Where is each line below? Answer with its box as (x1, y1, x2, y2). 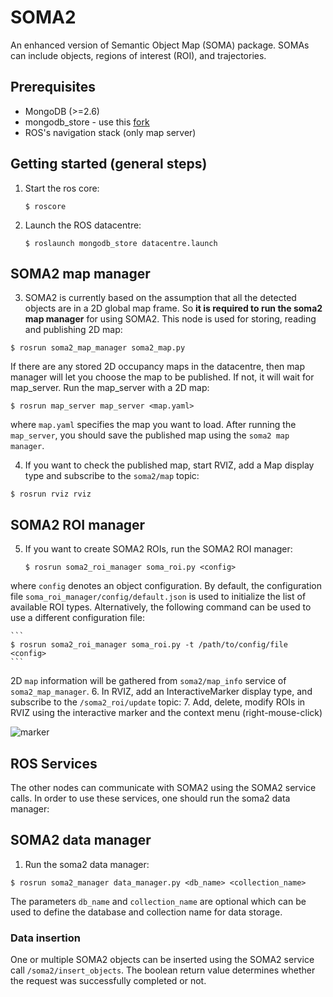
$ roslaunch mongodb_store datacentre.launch (24, 238, 218, 248)
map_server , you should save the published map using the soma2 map (10, 429, 290, 441)
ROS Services (10, 755, 98, 772)
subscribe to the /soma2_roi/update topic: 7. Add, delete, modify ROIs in (10, 696, 306, 708)
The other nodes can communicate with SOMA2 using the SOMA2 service (10, 782, 317, 793)
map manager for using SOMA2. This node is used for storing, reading (24, 313, 317, 325)
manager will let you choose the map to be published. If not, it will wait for (10, 371, 315, 383)
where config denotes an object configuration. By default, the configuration (10, 580, 322, 592)
